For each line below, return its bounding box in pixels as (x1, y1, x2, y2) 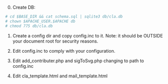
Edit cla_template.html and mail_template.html (12, 73, 107, 79)
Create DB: (12, 5, 36, 10)
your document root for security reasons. (12, 38, 98, 44)
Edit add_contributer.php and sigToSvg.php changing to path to (12, 58, 144, 64)
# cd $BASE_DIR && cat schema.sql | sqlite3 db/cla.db (5, 14, 123, 19)
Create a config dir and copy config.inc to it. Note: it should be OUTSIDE (12, 32, 163, 38)
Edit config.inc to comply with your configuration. (12, 48, 116, 54)
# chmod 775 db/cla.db (5, 23, 53, 28)
